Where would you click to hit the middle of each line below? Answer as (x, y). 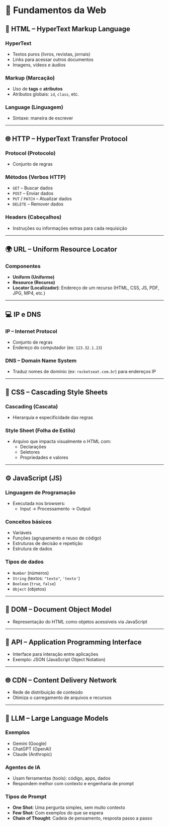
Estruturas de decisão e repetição (48, 543)
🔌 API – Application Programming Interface (73, 642)
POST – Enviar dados (33, 193)
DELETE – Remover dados (38, 204)
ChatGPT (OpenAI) (32, 749)
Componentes (23, 266)
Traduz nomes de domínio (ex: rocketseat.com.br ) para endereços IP (84, 372)
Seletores (30, 452)
